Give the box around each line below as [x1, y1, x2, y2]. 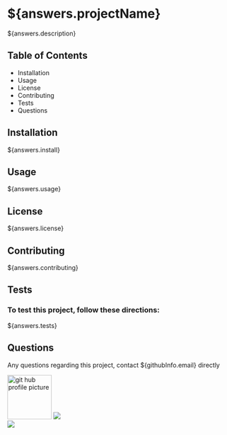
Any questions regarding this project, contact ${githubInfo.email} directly [7, 361, 221, 369]
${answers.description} [7, 29, 76, 38]
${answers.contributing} [7, 264, 79, 271]
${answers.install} [7, 145, 60, 154]
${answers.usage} [7, 185, 62, 193]
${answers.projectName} [7, 6, 161, 22]
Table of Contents [7, 50, 88, 62]
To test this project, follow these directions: [7, 305, 161, 315]
